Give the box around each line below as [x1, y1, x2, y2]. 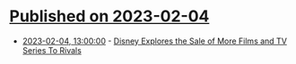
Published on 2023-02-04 [9, 6, 210, 27]
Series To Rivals [22, 44, 83, 55]
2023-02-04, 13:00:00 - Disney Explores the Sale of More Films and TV [22, 36, 287, 46]
